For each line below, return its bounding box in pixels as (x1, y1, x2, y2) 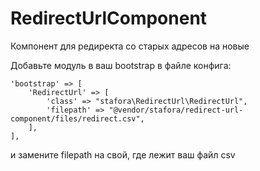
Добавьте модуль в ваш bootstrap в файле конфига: (10, 59, 232, 71)
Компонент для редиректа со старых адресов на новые (10, 40, 250, 52)
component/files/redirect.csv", (10, 113, 145, 124)
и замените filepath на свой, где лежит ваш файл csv (10, 148, 236, 161)
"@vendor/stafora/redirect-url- (108, 105, 244, 115)
